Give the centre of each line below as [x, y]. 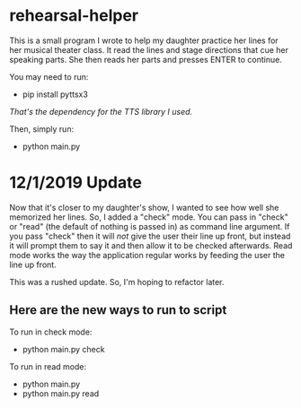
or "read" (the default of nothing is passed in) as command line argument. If [150, 226]
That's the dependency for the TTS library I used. [101, 111]
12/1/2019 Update [75, 182]
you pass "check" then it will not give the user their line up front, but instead [150, 236]
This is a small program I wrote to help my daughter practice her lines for [144, 40]
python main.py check [63, 349]
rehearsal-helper [74, 16]
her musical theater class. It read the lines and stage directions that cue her [149, 49]
